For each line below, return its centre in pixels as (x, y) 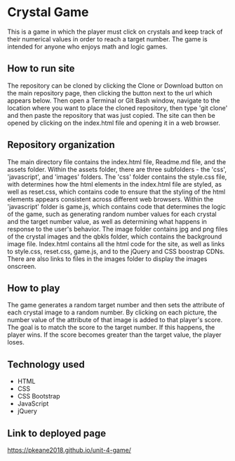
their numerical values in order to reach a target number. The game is (108, 39)
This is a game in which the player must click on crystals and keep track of (115, 32)
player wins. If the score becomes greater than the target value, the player (115, 335)
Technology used (46, 365)
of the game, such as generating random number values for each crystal (112, 214)
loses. (16, 342)
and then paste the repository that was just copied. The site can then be (111, 115)
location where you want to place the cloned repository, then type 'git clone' (117, 108)
